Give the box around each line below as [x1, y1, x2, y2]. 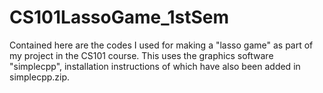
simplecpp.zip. [9, 71, 71, 83]
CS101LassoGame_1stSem [9, 6, 230, 29]
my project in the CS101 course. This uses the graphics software [9, 49, 274, 61]
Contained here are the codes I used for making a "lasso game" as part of [9, 39, 314, 51]
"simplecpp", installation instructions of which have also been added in [9, 60, 301, 72]
